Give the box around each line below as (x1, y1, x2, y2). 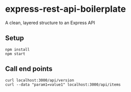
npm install (5, 47, 30, 52)
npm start (5, 51, 26, 56)
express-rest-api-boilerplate (5, 3, 126, 15)
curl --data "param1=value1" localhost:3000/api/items (5, 82, 121, 87)
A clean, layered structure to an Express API (5, 20, 95, 26)
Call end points (5, 65, 53, 73)
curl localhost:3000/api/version (5, 78, 74, 83)
